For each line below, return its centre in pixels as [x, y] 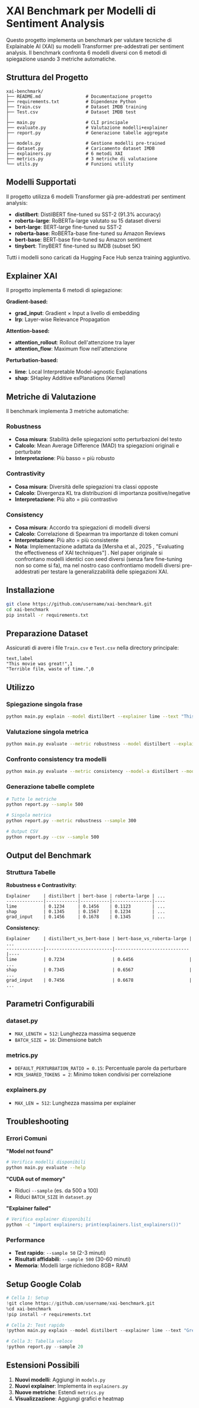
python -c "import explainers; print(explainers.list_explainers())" [94, 1225]
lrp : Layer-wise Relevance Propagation [62, 319]
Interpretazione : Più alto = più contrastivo [66, 499]
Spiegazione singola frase [44, 704]
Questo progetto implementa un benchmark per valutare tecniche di [89, 40]
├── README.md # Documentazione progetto [79, 96]
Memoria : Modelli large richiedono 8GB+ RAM [71, 1266]
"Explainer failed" [29, 1209]
